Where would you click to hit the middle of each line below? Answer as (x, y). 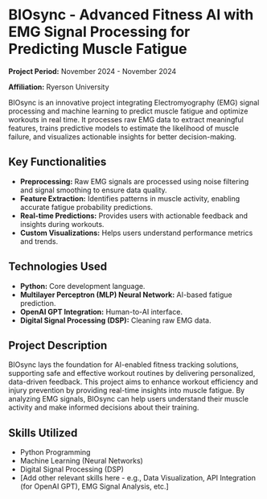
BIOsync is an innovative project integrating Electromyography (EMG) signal (134, 102)
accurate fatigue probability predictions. (86, 207)
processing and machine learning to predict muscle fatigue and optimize (128, 111)
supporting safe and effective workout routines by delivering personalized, (132, 373)
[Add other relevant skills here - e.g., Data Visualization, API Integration (138, 478)
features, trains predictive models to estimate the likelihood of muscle (124, 128)
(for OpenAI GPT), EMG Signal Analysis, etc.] (94, 487)
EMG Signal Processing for (99, 32)
